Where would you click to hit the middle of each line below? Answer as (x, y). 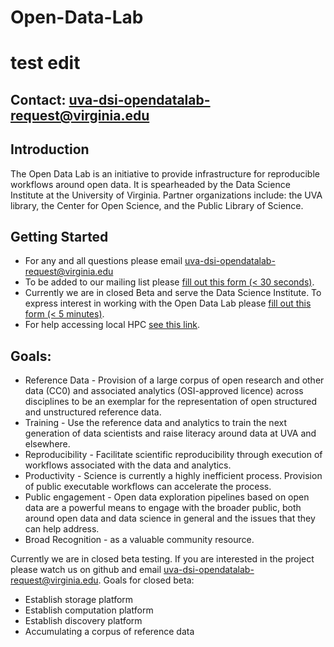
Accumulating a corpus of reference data (109, 632)
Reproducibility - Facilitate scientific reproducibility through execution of (173, 455)
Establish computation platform (89, 610)
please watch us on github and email (86, 570)
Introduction (50, 149)
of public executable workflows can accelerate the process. (148, 487)
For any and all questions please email (103, 261)
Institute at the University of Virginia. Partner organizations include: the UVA (166, 195)
